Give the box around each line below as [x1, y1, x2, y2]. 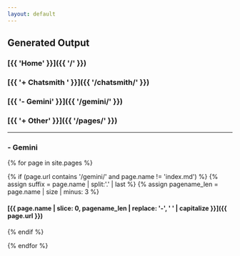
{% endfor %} [7, 241, 49, 250]
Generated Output [7, 37, 90, 49]
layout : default [7, 10, 56, 18]
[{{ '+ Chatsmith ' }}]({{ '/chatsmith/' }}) [7, 77, 150, 87]
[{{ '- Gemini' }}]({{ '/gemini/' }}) [7, 96, 123, 106]
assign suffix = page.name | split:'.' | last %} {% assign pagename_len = [7, 180, 219, 189]
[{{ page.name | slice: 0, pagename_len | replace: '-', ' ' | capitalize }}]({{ [7, 204, 227, 213]
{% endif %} [7, 227, 44, 236]
